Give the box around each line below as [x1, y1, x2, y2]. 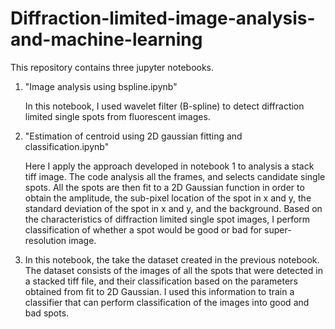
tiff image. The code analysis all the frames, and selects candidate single [24, 170, 326, 182]
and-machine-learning [10, 28, 203, 51]
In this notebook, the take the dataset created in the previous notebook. [24, 253, 320, 266]
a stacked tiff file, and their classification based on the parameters [24, 275, 298, 287]
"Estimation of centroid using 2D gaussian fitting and [24, 130, 243, 142]
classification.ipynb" [24, 140, 110, 152]
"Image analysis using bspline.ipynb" [24, 80, 178, 92]
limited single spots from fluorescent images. [24, 110, 211, 122]
